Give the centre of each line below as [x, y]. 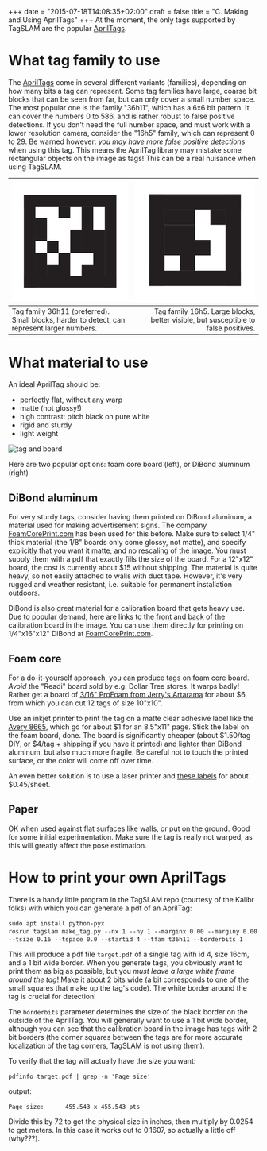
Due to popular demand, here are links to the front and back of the [117, 617]
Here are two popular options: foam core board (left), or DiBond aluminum [129, 465]
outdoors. [24, 593]
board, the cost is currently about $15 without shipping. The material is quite [133, 568]
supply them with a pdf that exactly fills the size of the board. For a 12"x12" [131, 559]
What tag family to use [84, 61]
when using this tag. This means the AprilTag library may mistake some [125, 149]
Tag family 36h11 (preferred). [60, 311]
